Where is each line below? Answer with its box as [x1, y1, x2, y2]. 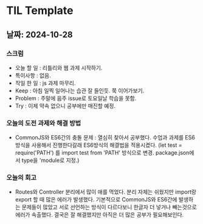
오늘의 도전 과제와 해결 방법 [6, 119, 81, 127]
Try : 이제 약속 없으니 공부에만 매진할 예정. [15, 102, 116, 110]
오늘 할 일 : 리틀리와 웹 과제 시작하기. [15, 64, 103, 71]
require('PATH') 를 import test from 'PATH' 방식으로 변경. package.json [15, 149, 190, 156]
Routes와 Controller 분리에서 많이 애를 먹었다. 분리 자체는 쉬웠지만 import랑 [15, 188, 196, 195]
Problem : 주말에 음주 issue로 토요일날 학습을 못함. [15, 94, 137, 102]
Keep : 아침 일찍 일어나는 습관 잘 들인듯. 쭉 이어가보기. [15, 86, 145, 94]
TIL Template [6, 4, 74, 18]
